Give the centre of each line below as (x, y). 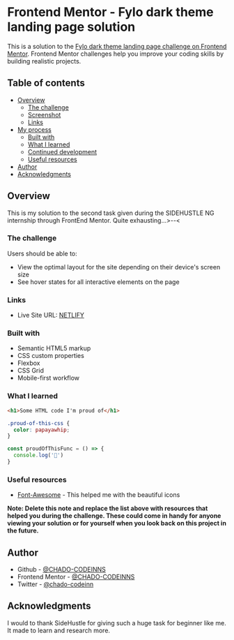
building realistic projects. (44, 61)
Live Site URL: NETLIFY (51, 315)
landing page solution (71, 27)
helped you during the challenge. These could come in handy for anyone (114, 516)
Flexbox (29, 363)
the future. (23, 530)
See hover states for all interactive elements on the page (98, 282)
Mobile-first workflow (48, 378)
